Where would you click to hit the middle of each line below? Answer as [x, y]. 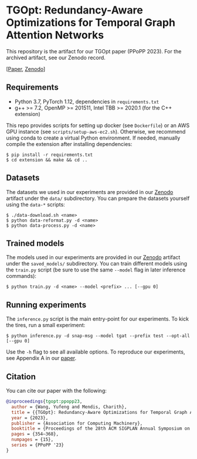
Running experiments [46, 305]
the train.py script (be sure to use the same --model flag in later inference [96, 270]
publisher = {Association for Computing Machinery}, [77, 423]
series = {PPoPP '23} [38, 445]
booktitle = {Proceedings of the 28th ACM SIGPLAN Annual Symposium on [101, 429]
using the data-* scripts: [36, 204]
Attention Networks [55, 35]
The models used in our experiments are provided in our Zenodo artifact [93, 257]
